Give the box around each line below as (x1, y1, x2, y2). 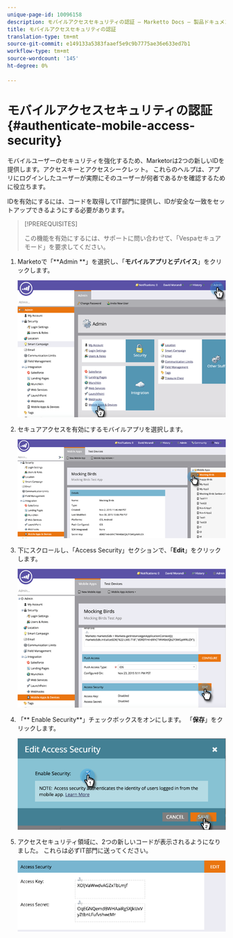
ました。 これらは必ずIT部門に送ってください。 (17, 846, 153, 854)
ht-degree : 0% (7, 62, 49, 69)
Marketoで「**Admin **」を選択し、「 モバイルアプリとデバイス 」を (17, 257, 210, 266)
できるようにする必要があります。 (31, 205, 128, 214)
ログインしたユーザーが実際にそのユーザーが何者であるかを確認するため (19, 173, 226, 182)
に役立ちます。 (7, 182, 50, 191)
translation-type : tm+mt (7, 33, 79, 40)
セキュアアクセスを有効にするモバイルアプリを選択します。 (17, 425, 187, 433)
